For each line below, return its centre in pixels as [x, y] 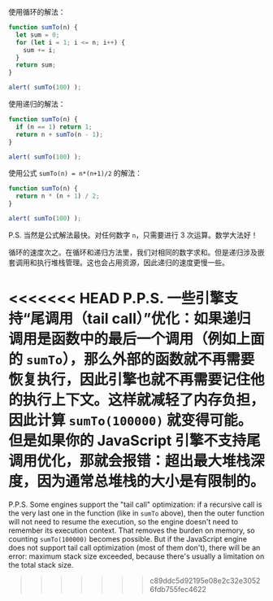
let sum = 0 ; [38, 35]
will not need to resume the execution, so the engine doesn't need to [123, 521]
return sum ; [36, 65]
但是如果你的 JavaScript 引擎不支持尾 [135, 441]
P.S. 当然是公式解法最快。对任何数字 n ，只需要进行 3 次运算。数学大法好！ [133, 235]
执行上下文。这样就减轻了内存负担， [144, 400]
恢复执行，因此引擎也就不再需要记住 [130, 380]
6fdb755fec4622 [178, 589]
